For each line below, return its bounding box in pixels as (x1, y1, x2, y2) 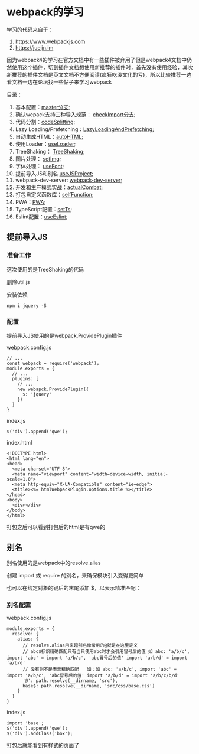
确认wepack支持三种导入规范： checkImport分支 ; (15, 110, 136, 118)
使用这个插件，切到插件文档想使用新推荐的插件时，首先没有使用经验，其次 (11, 63, 193, 71)
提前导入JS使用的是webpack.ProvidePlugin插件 (6, 332, 123, 339)
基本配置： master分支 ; (15, 103, 70, 110)
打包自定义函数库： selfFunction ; (15, 191, 94, 198)
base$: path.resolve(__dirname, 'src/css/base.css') (22, 683, 155, 689)
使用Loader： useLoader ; (15, 140, 76, 148)
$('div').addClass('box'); (6, 730, 73, 737)
